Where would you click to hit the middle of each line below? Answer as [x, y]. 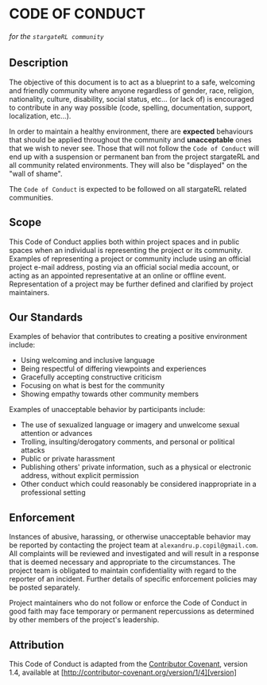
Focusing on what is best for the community [93, 386]
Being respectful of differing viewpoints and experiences [113, 369]
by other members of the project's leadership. [84, 620]
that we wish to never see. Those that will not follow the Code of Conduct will [134, 148]
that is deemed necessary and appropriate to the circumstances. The [122, 562]
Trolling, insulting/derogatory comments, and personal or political [128, 442]
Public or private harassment [68, 459]
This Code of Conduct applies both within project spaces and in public [124, 241]
